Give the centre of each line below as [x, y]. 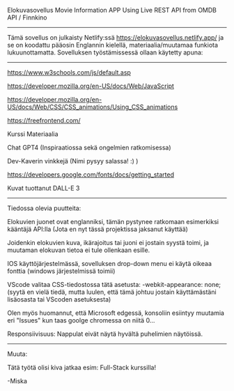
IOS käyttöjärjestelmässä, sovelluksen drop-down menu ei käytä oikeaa [110, 264]
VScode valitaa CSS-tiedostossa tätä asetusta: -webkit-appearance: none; [114, 285]
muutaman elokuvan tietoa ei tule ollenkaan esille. [79, 250]
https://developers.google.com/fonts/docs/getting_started [91, 175]
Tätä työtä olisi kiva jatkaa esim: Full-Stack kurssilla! [82, 367]
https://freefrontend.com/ [44, 120]
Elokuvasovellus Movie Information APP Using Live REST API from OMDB [112, 10]
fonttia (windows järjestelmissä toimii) [61, 271]
